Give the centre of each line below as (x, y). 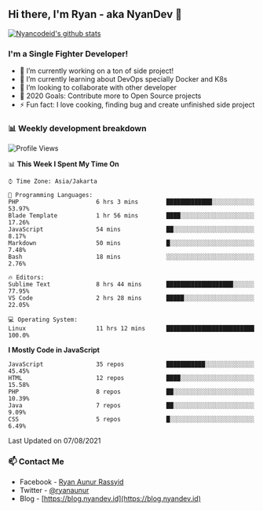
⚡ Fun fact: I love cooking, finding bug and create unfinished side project (137, 105)
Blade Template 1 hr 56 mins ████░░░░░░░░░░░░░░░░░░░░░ (131, 216)
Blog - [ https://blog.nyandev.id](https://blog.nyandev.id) (110, 498)
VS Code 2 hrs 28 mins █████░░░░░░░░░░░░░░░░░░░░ (131, 298)
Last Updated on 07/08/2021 (55, 441)
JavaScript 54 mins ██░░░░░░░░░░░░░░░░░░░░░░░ (131, 230)
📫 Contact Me (36, 462)
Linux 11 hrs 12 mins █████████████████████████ (131, 329)
